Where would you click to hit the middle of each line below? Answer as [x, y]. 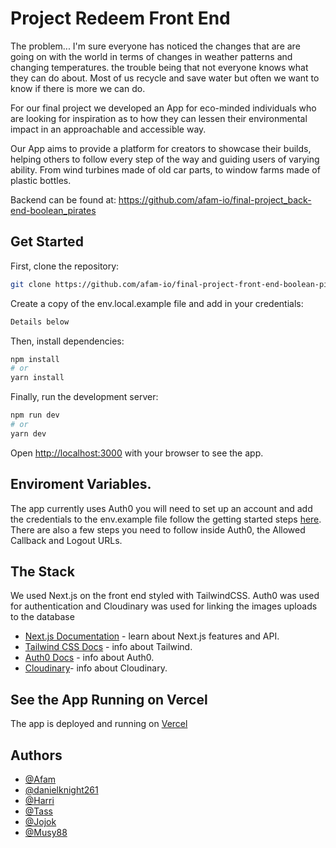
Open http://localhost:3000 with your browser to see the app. [137, 453]
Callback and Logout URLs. [66, 540]
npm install [35, 359]
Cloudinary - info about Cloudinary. [96, 668]
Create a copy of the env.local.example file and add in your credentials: [157, 303]
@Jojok [40, 821]
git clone [31, 284]
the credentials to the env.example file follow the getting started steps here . [166, 519]
